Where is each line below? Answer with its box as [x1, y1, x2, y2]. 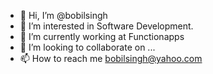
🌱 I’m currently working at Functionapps [19, 31, 185, 42]
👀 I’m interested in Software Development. [19, 20, 194, 32]
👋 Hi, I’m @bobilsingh [19, 10, 108, 21]
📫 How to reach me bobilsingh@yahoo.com [19, 53, 203, 64]
